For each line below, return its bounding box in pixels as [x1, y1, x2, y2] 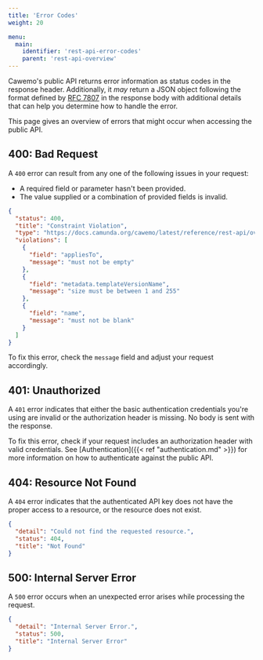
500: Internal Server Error [8, 571, 137, 585]
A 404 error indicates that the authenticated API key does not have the [8, 497, 233, 506]
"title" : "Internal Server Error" [15, 637, 128, 645]
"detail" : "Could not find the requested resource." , [15, 527, 194, 535]
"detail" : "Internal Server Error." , [15, 623, 139, 631]
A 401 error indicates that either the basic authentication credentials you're [8, 405, 249, 414]
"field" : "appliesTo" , [28, 251, 103, 259]
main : [15, 40, 34, 48]
